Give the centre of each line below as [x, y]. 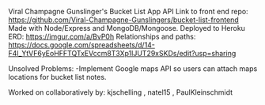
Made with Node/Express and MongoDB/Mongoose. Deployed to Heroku [127, 28]
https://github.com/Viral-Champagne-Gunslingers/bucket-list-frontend [123, 20]
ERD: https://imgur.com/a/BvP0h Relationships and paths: [102, 36]
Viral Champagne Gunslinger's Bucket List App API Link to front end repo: [128, 11]
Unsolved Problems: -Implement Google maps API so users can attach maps [133, 69]
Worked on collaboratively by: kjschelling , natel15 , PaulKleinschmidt [121, 92]
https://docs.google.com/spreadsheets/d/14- [82, 45]
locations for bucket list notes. [57, 77]
